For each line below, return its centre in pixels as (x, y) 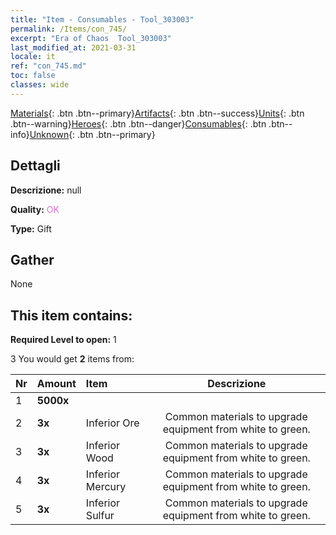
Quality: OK (35, 209)
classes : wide (40, 85)
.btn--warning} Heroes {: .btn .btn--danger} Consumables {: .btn (138, 123)
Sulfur (100, 516)
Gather (32, 259)
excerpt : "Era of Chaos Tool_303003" (91, 38)
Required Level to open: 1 (63, 340)
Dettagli (35, 166)
